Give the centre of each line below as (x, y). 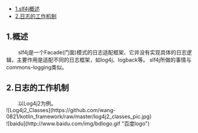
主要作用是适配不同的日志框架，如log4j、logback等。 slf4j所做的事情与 (104, 60)
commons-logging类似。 (37, 67)
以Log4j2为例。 (37, 103)
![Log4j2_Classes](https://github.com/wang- (61, 110)
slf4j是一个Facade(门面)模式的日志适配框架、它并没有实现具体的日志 (102, 52)
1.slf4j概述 (27, 9)
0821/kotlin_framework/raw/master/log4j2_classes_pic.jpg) (79, 116)
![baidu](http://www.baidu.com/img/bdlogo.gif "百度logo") (78, 123)
